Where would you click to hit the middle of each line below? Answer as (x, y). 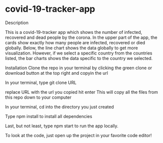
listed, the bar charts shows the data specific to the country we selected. (79, 58)
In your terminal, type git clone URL (41, 83)
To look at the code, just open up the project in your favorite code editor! (79, 135)
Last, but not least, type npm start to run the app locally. (62, 126)
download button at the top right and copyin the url (56, 73)
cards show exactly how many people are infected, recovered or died (75, 42)
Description (17, 23)
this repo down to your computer (38, 97)
